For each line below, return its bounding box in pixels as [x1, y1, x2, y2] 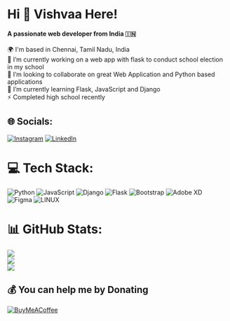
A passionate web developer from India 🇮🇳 [7, 29, 137, 38]
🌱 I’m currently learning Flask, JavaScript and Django [7, 85, 161, 93]
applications [7, 77, 43, 86]
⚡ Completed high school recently [7, 92, 105, 101]
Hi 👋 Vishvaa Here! [7, 6, 118, 22]
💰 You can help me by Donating [7, 284, 149, 296]
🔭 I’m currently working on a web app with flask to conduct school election [7, 55, 223, 64]
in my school [7, 62, 44, 71]
